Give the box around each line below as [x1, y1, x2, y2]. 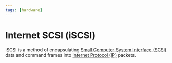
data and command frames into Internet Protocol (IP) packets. [5, 52, 136, 58]
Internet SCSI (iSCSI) [5, 29, 96, 41]
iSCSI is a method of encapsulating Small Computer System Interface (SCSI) [5, 47, 167, 53]
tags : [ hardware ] [5, 7, 43, 13]
